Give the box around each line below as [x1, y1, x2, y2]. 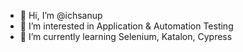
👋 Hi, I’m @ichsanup [19, 10, 103, 21]
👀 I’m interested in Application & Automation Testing [19, 20, 234, 32]
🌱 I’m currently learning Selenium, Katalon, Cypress [19, 31, 233, 42]
